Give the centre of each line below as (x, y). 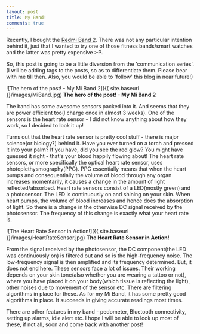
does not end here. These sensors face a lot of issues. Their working (91, 268)
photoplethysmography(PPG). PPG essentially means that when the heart (96, 169)
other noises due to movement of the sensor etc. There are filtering (89, 287)
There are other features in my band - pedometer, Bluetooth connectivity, (96, 312)
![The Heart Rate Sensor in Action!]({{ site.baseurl (67, 232)
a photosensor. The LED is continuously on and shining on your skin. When (98, 195)
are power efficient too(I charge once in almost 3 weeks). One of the (90, 113)
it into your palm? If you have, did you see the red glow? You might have (95, 150)
